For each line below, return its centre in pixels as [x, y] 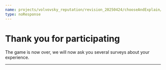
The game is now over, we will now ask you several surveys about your [77, 52]
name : [11, 10]
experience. [17, 58]
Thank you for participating [62, 39]
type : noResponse [23, 14]
